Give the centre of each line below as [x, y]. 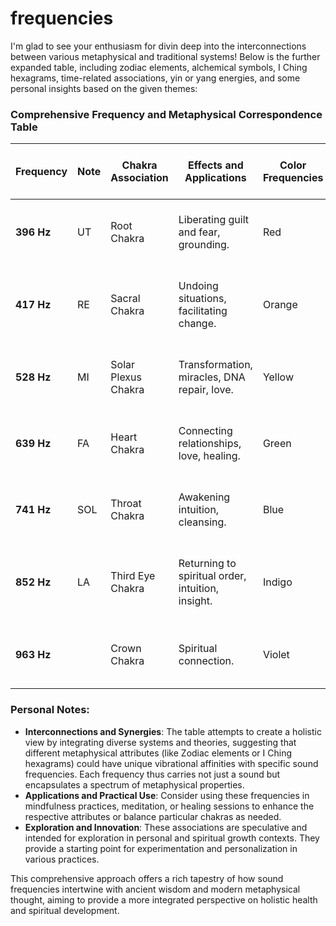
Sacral [125, 299]
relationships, [210, 444]
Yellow [278, 377]
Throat [126, 504]
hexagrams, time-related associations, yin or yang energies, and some [155, 78]
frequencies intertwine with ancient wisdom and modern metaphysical [155, 889]
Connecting [205, 431]
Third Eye [133, 576]
